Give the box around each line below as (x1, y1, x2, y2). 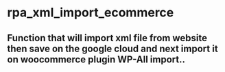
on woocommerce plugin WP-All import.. (7, 53, 185, 65)
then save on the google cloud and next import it (7, 43, 218, 54)
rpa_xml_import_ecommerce (7, 5, 174, 21)
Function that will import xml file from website (7, 32, 208, 44)
